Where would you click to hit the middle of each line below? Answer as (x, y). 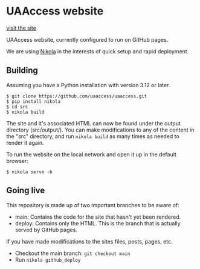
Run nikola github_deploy (48, 259)
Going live (26, 191)
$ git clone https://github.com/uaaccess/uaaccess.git (77, 96)
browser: (18, 161)
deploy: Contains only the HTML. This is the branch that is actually (98, 223)
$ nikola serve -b (29, 172)
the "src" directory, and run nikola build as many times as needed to (93, 136)
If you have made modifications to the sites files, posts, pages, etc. (90, 241)
